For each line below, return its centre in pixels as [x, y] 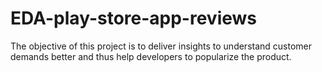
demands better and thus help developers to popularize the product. [151, 56]
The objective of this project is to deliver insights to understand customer [161, 46]
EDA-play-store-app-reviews [134, 18]
